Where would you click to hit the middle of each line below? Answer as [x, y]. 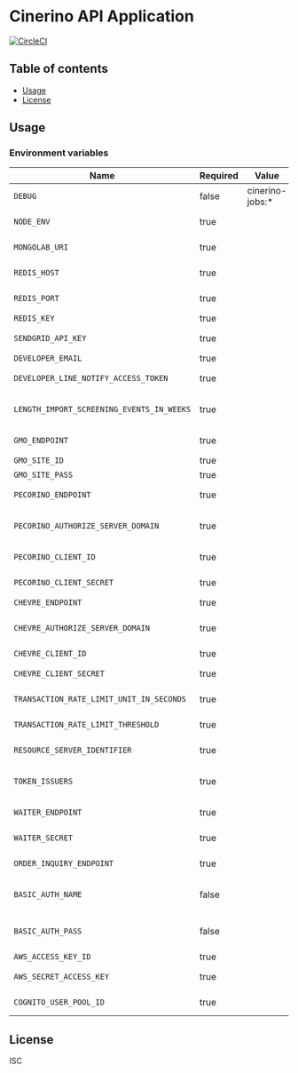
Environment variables [59, 153]
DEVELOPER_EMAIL [48, 358]
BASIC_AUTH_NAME [48, 895]
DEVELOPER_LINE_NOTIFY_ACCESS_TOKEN [91, 378]
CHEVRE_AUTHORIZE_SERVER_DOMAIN [82, 628]
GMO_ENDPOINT [41, 441]
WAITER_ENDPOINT [48, 813]
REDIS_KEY [34, 318]
